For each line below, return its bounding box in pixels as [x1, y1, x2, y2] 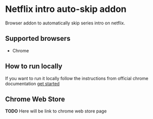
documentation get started [5, 81, 60, 87]
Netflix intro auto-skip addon [5, 3, 127, 15]
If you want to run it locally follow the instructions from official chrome [5, 75, 149, 81]
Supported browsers [5, 34, 71, 43]
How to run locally [5, 62, 63, 71]
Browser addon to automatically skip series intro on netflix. [5, 20, 126, 26]
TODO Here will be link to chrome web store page [5, 108, 107, 114]
